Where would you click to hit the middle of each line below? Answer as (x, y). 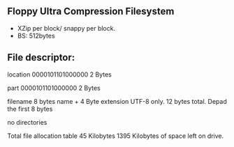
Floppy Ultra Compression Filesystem (91, 11)
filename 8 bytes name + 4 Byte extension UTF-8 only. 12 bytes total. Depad (117, 101)
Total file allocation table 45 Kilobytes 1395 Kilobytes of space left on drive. (116, 136)
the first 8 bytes (30, 109)
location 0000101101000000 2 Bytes (59, 74)
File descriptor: (41, 57)
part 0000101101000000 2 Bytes (54, 88)
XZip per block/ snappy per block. (66, 28)
